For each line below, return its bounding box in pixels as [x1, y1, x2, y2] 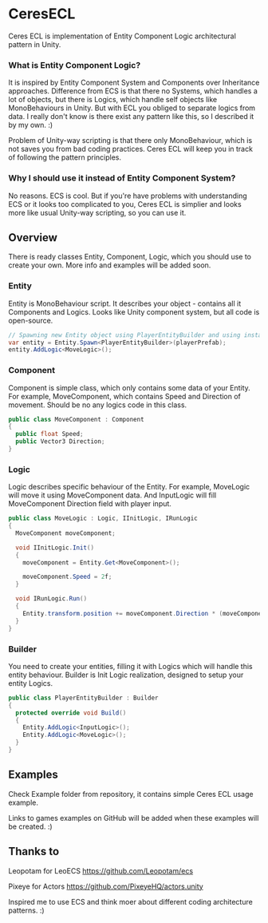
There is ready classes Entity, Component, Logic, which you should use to [8, 252, 251, 262]
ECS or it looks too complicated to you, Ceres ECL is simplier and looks [8, 199, 242, 208]
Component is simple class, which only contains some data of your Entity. [8, 382, 251, 392]
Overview [8, 231, 58, 244]
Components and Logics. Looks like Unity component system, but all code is [8, 307, 260, 316]
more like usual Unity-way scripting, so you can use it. [8, 208, 187, 217]
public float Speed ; [15, 430, 84, 438]
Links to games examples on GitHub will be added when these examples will [8, 813, 259, 822]
